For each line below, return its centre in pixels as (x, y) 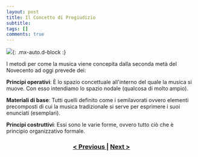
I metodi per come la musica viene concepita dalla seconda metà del (91, 64)
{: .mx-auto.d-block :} (39, 53)
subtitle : (19, 23)
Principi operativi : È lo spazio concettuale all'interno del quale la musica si (99, 82)
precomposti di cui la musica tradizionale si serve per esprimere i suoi (93, 107)
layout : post (23, 12)
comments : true (25, 34)
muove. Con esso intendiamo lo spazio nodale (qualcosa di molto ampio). (97, 89)
